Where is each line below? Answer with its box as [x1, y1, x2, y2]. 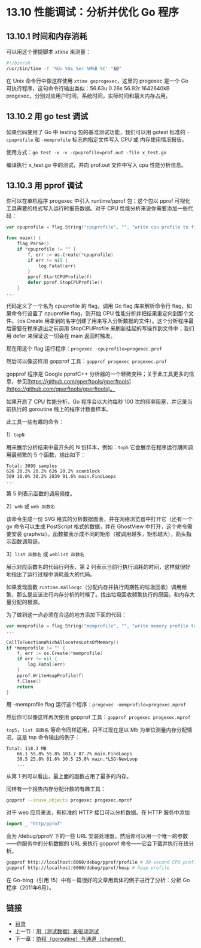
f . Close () [17, 678, 42, 684]
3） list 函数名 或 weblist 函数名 [6, 550, 85, 557]
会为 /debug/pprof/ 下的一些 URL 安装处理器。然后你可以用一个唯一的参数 [6, 833, 188, 840]
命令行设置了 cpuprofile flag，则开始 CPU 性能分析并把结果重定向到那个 [11, 309, 189, 317]
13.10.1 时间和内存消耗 [6, 31, 88, 41]
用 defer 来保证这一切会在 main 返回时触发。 [6, 332, 116, 339]
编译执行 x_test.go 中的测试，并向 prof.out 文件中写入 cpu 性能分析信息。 [6, 161, 187, 168]
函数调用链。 [11, 538, 43, 545]
